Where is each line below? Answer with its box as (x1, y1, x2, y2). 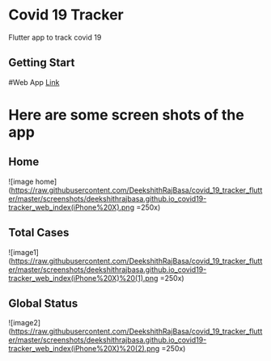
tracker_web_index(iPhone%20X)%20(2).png (8, 344, 160, 354)
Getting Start (8, 56, 75, 70)
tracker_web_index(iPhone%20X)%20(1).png (8, 273, 159, 282)
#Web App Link (8, 77, 60, 87)
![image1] (8, 247, 39, 257)
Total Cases (8, 226, 70, 240)
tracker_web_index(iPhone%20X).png (8, 202, 135, 212)
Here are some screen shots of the (8, 105, 244, 124)
